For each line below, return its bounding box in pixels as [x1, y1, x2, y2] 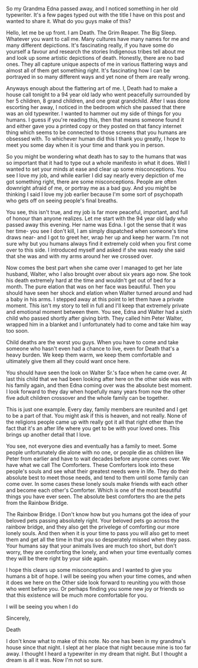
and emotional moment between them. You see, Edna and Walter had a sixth [6, 308, 192, 315]
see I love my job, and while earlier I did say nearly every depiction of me [6, 172, 184, 179]
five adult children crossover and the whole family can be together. [6, 395, 170, 401]
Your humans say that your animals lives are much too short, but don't [6, 542, 177, 549]
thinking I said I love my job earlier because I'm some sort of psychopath [6, 191, 183, 198]
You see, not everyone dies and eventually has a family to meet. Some [6, 443, 177, 450]
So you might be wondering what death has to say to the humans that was [6, 153, 187, 160]
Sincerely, [6, 615, 31, 622]
